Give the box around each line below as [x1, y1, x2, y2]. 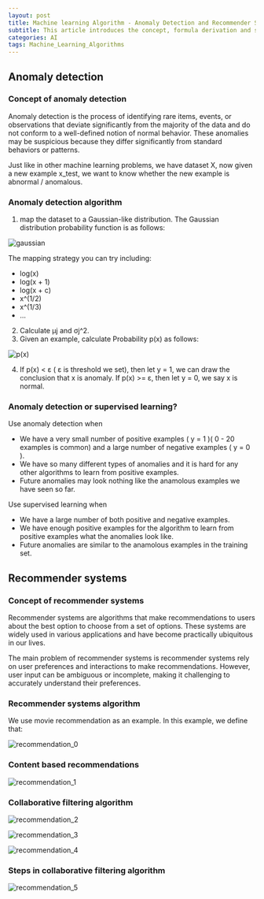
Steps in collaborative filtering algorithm [8, 864, 166, 875]
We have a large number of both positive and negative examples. [19, 515, 230, 525]
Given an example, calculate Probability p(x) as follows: [19, 334, 199, 344]
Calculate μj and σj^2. [19, 326, 90, 336]
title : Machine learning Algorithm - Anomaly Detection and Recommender [8, 19, 251, 27]
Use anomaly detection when [8, 419, 103, 429]
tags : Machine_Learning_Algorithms [8, 41, 125, 49]
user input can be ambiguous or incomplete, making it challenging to [8, 671, 230, 680]
